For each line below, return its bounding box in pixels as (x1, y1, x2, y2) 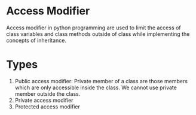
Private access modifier (14, 96, 73, 104)
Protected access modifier (14, 103, 81, 110)
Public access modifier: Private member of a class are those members (14, 77, 188, 84)
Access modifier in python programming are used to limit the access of (6, 24, 181, 31)
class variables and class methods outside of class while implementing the (6, 30, 190, 37)
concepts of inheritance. (6, 37, 67, 44)
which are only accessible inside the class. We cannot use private (14, 84, 177, 91)
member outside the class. (14, 90, 81, 97)
